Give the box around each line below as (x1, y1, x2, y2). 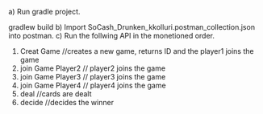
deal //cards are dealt (19, 89, 92, 99)
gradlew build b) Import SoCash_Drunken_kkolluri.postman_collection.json (8, 22, 256, 31)
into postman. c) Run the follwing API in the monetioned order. (8, 31, 215, 40)
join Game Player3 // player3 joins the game (19, 72, 166, 81)
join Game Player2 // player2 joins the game (19, 63, 166, 73)
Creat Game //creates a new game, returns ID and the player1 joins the (19, 47, 254, 55)
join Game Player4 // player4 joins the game (19, 80, 167, 90)
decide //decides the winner (19, 98, 115, 107)
